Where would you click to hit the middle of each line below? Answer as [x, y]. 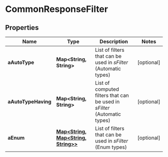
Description [114, 42]
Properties [22, 28]
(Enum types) [111, 147]
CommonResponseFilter [57, 9]
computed [107, 89]
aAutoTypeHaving [29, 102]
